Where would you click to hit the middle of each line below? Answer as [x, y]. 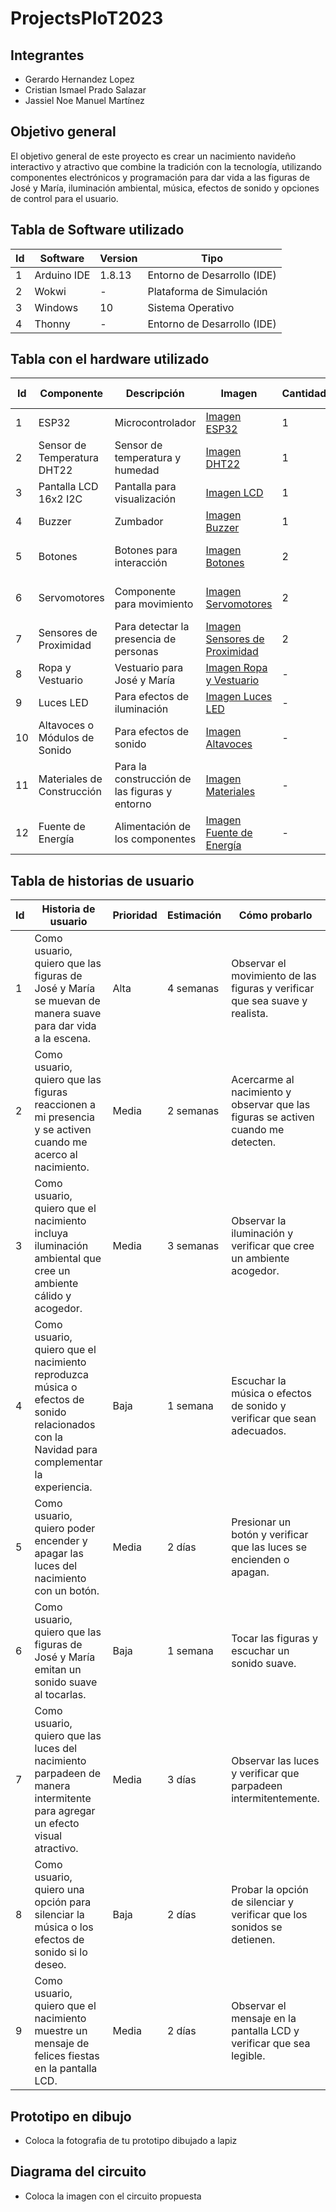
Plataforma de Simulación [207, 291]
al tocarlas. [60, 1695]
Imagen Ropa [236, 668]
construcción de [153, 779]
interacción [141, 563]
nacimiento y [261, 1092]
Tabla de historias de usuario [102, 880]
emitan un [58, 1670]
